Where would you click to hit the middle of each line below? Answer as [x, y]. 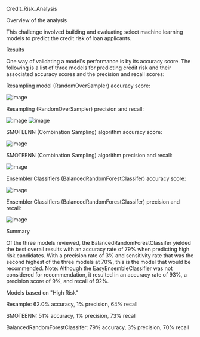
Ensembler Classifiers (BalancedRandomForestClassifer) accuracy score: [96, 178]
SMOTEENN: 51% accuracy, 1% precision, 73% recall [71, 316]
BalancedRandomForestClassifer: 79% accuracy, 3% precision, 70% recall [98, 327]
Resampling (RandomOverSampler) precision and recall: [75, 109]
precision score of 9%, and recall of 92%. [58, 281]
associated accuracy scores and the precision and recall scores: [85, 74]
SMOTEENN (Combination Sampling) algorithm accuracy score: [84, 132]
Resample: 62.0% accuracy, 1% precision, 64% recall [72, 304]
